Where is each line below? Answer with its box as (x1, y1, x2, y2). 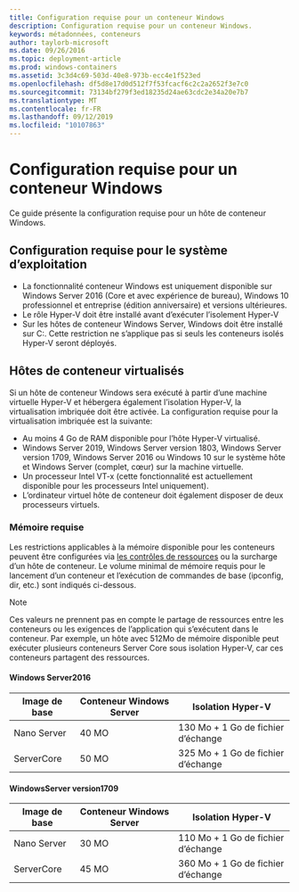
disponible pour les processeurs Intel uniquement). (21, 480, 209, 491)
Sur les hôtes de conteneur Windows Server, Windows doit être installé (21, 318, 283, 329)
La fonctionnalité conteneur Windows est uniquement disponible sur (21, 280, 273, 291)
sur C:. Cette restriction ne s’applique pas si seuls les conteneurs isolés (21, 327, 285, 339)
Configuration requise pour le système (9, 243, 229, 259)
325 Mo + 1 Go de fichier (177, 747, 285, 759)
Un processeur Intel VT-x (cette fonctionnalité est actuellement (21, 470, 254, 482)
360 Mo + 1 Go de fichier (177, 857, 285, 870)
